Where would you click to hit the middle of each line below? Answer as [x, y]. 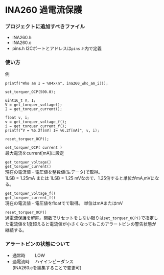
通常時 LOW [28, 255]
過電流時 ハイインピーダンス [43, 262]
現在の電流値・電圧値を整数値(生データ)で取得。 [54, 172]
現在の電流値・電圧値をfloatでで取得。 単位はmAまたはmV [64, 203]
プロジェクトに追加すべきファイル [45, 26]
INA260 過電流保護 [44, 10]
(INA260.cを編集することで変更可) [47, 268]
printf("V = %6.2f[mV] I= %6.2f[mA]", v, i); [52, 130]
